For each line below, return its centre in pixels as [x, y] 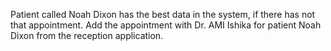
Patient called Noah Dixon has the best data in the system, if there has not [163, 14]
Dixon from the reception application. [87, 35]
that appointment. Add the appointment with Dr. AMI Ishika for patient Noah [166, 25]
